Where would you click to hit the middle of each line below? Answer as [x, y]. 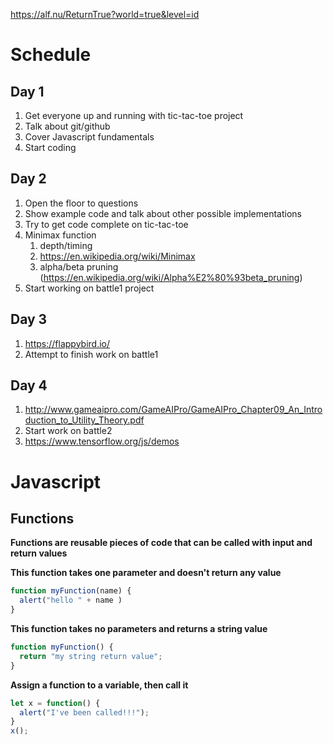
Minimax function [60, 235]
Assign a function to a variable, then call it [99, 685]
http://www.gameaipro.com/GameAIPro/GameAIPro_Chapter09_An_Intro [173, 410]
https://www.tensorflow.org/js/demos [102, 441]
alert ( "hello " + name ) [71, 600]
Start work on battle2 [68, 431]
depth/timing [66, 245]
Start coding [50, 147]
